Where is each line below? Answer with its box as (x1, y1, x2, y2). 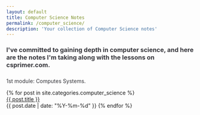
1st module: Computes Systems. (6, 77, 86, 85)
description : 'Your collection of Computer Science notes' (6, 25, 158, 32)
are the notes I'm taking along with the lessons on (6, 53, 155, 62)
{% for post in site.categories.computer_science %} (6, 89, 135, 97)
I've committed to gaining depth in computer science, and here (6, 46, 194, 54)
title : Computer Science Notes (6, 15, 85, 21)
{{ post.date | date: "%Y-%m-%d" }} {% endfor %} (6, 102, 133, 110)
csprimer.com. (6, 61, 51, 70)
